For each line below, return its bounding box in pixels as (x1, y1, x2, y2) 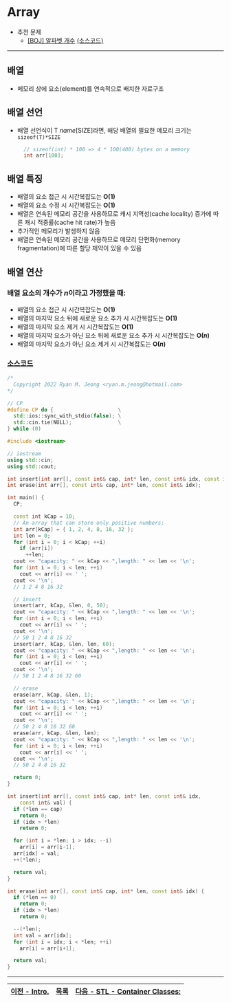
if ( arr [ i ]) (19, 545, 54, 552)
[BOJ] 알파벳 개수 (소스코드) (27, 36, 104, 45)
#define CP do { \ (7, 406, 122, 413)
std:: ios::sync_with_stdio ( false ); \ (13, 413, 122, 420)
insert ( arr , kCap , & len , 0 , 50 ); (13, 602, 109, 609)
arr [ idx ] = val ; (13, 850, 60, 857)
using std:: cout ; (7, 463, 57, 470)
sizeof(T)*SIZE (16, 133, 61, 141)
